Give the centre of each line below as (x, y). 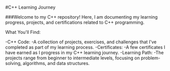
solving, (13, 63)
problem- (151, 58)
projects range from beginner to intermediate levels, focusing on (73, 58)
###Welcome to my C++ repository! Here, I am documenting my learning (82, 17)
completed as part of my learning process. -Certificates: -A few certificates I (85, 47)
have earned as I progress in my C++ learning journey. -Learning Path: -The (84, 53)
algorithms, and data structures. (56, 63)
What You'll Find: (23, 32)
